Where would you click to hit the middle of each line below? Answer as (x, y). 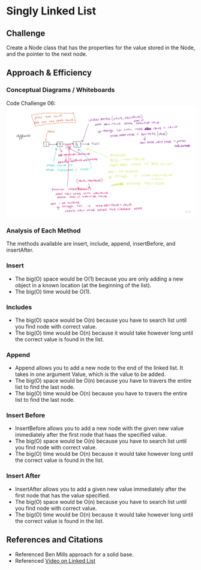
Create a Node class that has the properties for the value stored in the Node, (101, 47)
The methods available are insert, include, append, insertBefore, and (91, 244)
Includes (19, 307)
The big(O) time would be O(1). (53, 291)
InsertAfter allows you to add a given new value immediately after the (100, 489)
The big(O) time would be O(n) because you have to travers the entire (101, 393)
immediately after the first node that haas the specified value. (91, 435)
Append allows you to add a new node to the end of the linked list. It (99, 368)
